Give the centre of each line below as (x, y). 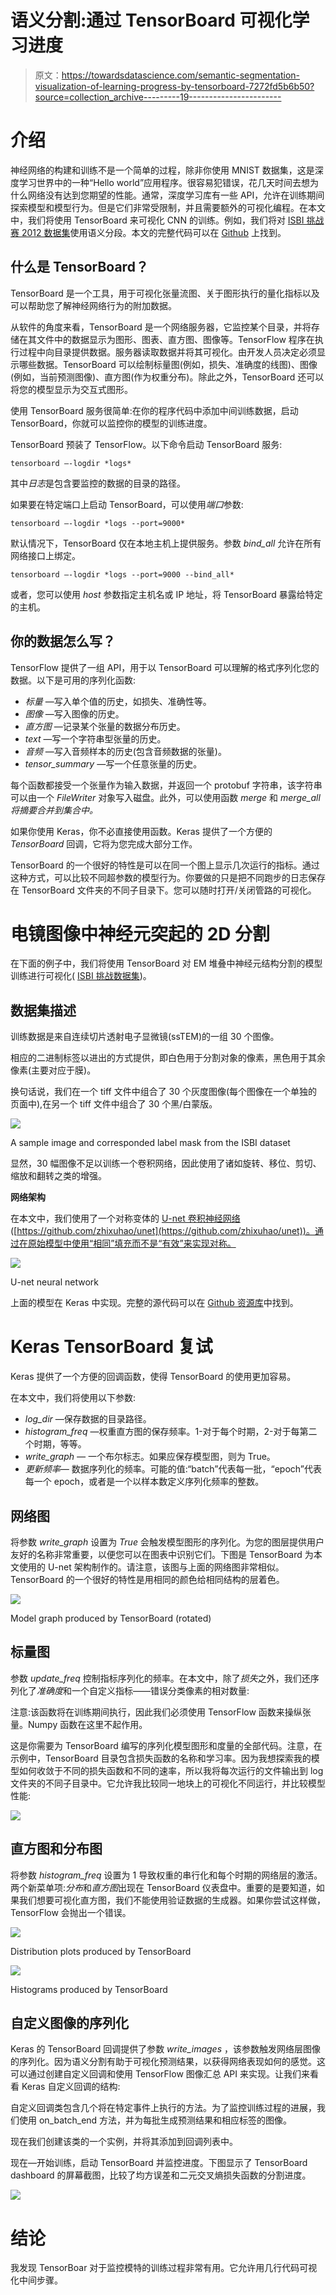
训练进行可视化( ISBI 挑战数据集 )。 (81, 976)
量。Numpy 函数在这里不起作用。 (79, 1724)
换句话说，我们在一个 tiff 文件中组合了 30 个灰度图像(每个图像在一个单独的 (164, 1092)
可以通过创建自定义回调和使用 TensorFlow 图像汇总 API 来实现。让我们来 (160, 2074)
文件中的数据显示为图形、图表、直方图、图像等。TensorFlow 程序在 (175, 339)
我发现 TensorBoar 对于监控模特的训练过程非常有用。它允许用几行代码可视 (164, 2268)
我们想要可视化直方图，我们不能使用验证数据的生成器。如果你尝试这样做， (172, 1900)
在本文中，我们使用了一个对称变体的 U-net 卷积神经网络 (125, 1218)
